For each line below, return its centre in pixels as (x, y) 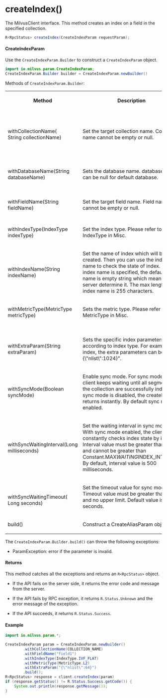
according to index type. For (115, 346)
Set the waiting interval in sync (119, 425)
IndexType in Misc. (105, 235)
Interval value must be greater (118, 444)
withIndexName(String (34, 269)
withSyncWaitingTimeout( (38, 497)
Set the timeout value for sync (118, 487)
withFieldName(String (33, 202)
